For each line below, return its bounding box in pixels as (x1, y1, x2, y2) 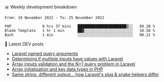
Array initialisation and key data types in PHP (11, 66, 103, 72)
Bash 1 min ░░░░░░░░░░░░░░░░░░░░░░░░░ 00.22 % (4, 32, 155, 37)
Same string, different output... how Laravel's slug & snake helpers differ (11, 72, 159, 77)
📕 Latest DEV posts (4, 41, 44, 47)
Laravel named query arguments (11, 51, 79, 56)
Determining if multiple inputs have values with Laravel (11, 56, 123, 61)
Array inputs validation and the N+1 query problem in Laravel (11, 61, 135, 67)
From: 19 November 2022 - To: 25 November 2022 (4, 15, 105, 20)
